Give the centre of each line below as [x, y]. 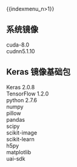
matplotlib [19, 152]
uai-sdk [16, 158]
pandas [16, 119]
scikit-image [22, 132]
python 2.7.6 [22, 100]
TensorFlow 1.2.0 [28, 94]
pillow [14, 113]
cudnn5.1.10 [21, 51]
